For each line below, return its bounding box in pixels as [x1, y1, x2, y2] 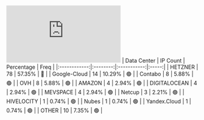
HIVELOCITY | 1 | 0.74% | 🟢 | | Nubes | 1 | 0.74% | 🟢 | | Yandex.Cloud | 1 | [6, 97, 192, 105]
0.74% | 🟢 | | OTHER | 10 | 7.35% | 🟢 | [6, 107, 103, 114]
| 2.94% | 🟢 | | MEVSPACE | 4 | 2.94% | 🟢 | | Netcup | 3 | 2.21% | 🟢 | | [6, 88, 185, 96]
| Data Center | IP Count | [121, 57, 185, 64]
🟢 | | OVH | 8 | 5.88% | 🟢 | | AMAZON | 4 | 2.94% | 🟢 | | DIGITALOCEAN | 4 [6, 79, 197, 86]
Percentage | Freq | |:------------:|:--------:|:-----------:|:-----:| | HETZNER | [6, 63, 199, 71]
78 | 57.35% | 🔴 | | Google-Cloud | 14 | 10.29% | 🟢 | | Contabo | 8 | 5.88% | [6, 70, 194, 77]
